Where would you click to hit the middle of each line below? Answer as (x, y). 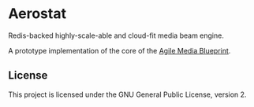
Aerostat (37, 14)
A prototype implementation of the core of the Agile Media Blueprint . (120, 50)
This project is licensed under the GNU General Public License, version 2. (127, 94)
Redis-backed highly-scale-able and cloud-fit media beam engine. (116, 35)
